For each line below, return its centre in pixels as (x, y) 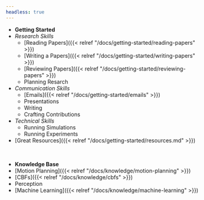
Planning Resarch (46, 82)
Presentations (41, 101)
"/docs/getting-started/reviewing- (143, 69)
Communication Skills (42, 88)
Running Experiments (51, 134)
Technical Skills (34, 121)
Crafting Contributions (52, 114)
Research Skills (34, 36)
